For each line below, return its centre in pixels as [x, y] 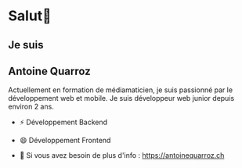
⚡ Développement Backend [63, 122]
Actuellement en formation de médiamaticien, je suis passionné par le [121, 90]
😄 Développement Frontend [65, 141]
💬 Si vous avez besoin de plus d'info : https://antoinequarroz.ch [122, 155]
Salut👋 [30, 16]
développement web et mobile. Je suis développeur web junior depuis [121, 98]
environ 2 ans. [31, 107]
